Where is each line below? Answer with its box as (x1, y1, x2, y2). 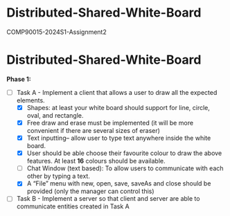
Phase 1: (6, 75, 32, 83)
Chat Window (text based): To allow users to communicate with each (26, 164, 224, 172)
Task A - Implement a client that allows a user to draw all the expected (16, 88, 218, 96)
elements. (16, 96, 46, 105)
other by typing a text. (26, 172, 91, 181)
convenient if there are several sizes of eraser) (26, 127, 161, 135)
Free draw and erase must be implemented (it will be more (26, 119, 194, 127)
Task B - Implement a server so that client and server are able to (16, 195, 200, 203)
